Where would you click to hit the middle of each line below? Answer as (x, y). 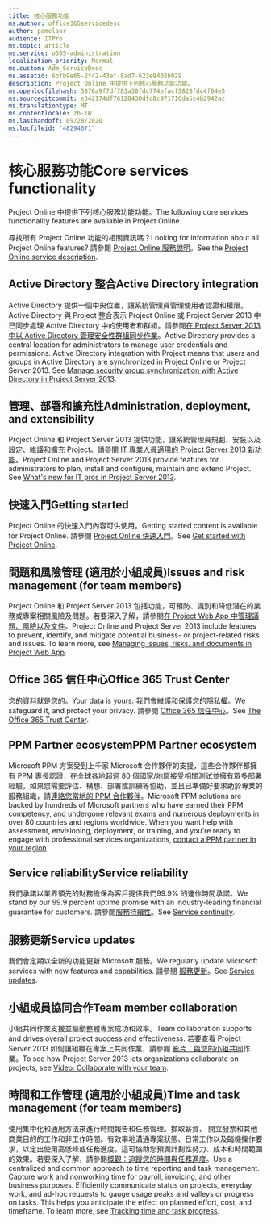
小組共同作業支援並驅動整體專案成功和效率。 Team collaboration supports (130, 1028)
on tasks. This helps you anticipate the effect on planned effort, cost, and (130, 1202)
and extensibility (51, 419)
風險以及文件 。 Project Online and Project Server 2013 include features (139, 625)
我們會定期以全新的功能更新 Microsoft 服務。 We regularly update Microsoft (133, 961)
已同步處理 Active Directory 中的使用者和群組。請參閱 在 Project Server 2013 (134, 325)
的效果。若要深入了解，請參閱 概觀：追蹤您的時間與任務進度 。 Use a (120, 1159)
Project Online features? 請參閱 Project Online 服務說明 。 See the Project (128, 248)
